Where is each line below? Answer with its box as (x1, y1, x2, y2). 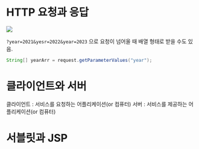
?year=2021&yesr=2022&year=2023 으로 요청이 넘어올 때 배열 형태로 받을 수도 (6, 37, 187, 45)
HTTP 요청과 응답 (6, 5, 89, 19)
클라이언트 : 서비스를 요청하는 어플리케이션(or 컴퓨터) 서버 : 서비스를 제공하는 (6, 100, 188, 108)
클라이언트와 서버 (6, 79, 87, 93)
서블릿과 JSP (6, 131, 68, 145)
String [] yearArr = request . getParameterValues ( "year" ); (6, 57, 153, 63)
